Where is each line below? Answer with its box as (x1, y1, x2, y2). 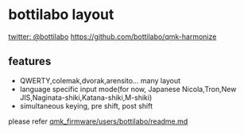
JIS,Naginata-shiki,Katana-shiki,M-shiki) (19, 93, 153, 102)
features (8, 55, 52, 68)
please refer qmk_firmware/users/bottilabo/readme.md (8, 117, 188, 126)
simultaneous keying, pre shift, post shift (19, 101, 153, 110)
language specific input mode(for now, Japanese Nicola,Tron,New (19, 84, 237, 94)
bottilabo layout (8, 6, 114, 24)
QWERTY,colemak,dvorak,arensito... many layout (19, 75, 181, 85)
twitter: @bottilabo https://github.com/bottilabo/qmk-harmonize (8, 32, 217, 41)
